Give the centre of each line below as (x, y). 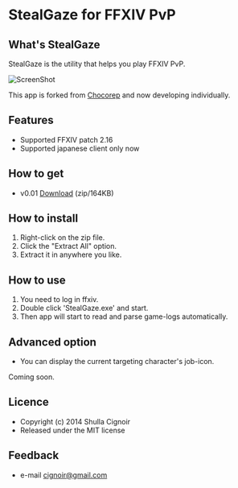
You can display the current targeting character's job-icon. (117, 362)
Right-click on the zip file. (62, 238)
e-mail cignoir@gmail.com (64, 475)
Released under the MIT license (72, 430)
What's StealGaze (54, 45)
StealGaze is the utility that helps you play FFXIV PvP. (97, 64)
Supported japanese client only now (80, 148)
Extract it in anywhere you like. (71, 254)
